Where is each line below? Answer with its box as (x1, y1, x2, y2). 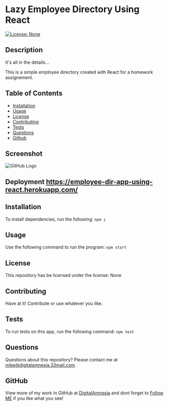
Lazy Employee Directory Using (5, 4, 140, 15)
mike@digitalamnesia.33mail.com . (5, 362, 77, 368)
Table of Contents (5, 89, 63, 98)
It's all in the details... (5, 59, 49, 65)
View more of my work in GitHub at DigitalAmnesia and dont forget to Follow (5, 390, 164, 396)
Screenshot (5, 149, 43, 158)
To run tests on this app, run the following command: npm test (5, 328, 135, 335)
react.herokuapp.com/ (5, 185, 78, 194)
